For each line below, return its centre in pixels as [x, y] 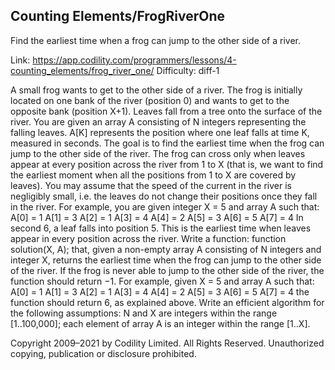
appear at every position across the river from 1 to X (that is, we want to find [167, 164]
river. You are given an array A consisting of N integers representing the [158, 121]
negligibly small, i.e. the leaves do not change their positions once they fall [164, 196]
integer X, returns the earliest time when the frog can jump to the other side [166, 260]
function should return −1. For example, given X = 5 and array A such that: [162, 281]
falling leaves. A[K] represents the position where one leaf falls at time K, [160, 132]
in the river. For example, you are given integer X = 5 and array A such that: [165, 206]
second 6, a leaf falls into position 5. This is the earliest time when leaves [161, 228]
